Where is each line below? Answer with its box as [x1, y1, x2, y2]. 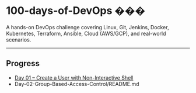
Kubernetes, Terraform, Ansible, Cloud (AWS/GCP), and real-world [6, 30, 166, 37]
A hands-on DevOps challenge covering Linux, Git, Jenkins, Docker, [6, 23, 169, 30]
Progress [6, 58, 40, 68]
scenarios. [6, 36, 32, 43]
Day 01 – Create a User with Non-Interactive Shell [14, 74, 134, 81]
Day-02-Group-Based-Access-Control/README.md [14, 80, 139, 87]
